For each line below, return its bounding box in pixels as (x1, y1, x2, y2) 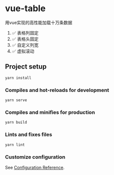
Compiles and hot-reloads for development (5, 87, 110, 93)
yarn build (5, 120, 27, 125)
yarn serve (5, 98, 27, 103)
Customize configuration (5, 154, 66, 160)
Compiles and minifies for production (5, 109, 95, 116)
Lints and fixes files (5, 131, 53, 138)
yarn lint (5, 142, 25, 147)
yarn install (5, 75, 32, 80)
